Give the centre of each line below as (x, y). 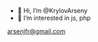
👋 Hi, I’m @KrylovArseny (52, 11)
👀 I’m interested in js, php (54, 18)
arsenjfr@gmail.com (36, 31)
